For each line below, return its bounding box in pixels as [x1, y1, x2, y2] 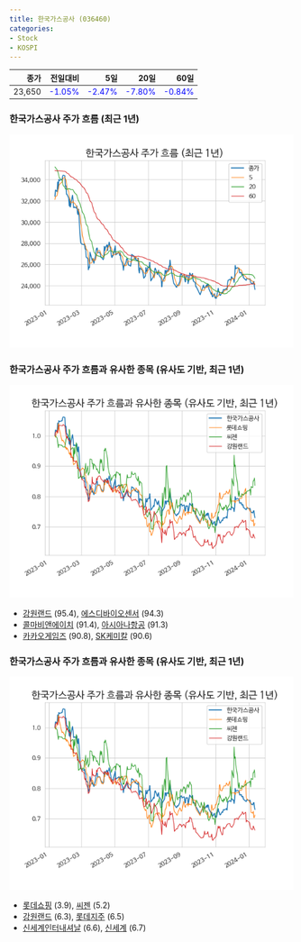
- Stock [9, 33, 39, 42]
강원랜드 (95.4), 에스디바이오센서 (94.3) [22, 608, 164, 619]
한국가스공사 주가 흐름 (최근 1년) [9, 113, 140, 125]
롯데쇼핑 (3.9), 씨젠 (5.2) [22, 900, 111, 910]
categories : [9, 23, 54, 33]
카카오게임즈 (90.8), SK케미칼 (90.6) [22, 631, 153, 642]
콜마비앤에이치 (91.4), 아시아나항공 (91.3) [22, 619, 169, 630]
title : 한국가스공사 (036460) [9, 14, 112, 23]
